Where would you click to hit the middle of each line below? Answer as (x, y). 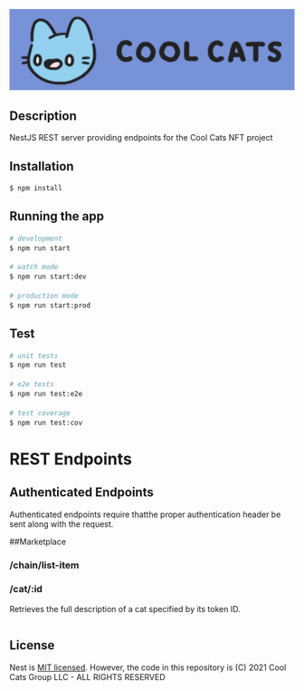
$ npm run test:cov (46, 423)
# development (36, 238)
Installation (42, 166)
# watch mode (34, 268)
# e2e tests (32, 384)
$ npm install (36, 189)
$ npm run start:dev (48, 277)
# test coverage (40, 413)
